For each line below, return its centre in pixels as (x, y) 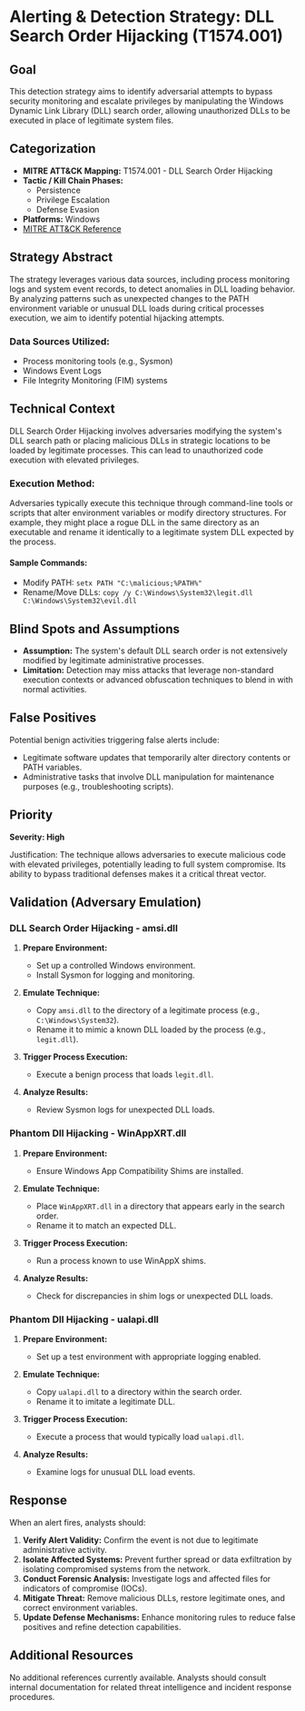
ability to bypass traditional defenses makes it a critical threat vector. (138, 873)
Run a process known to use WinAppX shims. (121, 1260)
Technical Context (62, 409)
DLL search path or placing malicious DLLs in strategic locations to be (140, 440)
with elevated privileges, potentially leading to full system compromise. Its (148, 864)
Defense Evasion (68, 209)
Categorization (53, 149)
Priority (31, 815)
